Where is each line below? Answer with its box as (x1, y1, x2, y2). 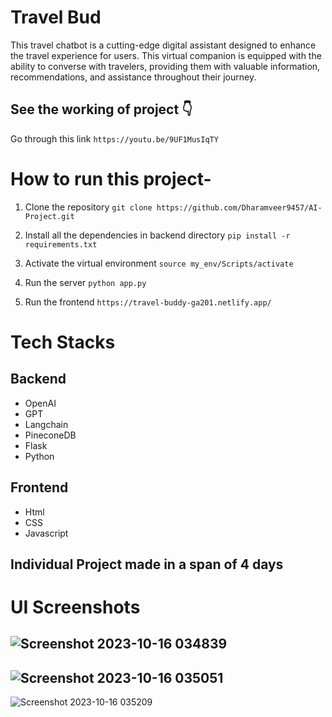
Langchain (24, 418, 69, 430)
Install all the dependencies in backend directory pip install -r (24, 229, 291, 241)
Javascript (24, 527, 69, 539)
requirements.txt (24, 239, 98, 250)
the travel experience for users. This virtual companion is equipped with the (10, 49, 322, 61)
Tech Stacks (10, 331, 116, 353)
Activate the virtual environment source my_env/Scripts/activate (24, 257, 294, 269)
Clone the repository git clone (24, 201, 153, 213)
